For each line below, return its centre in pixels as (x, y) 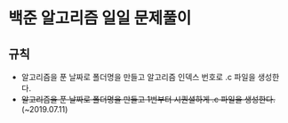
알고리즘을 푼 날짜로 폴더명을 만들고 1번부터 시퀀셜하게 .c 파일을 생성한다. (148, 99)
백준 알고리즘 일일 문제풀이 (100, 18)
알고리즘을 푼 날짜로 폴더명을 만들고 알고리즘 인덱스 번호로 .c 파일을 (138, 77)
